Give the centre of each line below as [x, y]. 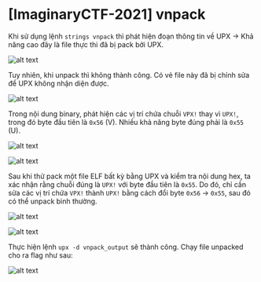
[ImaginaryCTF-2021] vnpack [107, 15]
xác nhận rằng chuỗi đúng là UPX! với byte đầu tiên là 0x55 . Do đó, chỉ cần [127, 184]
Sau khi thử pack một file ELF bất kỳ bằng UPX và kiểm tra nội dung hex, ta [130, 176]
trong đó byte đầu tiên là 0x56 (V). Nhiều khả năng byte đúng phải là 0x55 [126, 122]
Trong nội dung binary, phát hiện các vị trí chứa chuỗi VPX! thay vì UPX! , [123, 114]
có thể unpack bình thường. [53, 201]
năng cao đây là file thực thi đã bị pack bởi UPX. [86, 44]
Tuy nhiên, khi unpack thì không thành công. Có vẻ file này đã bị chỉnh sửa [129, 75]
